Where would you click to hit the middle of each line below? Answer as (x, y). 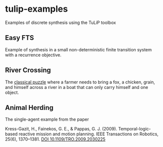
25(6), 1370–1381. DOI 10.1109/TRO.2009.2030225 (55, 139)
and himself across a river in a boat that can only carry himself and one (77, 87)
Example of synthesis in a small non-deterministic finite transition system (79, 49)
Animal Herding (29, 108)
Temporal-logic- (135, 129)
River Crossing (28, 70)
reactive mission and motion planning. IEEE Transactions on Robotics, (89, 134)
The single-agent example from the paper (47, 119)
